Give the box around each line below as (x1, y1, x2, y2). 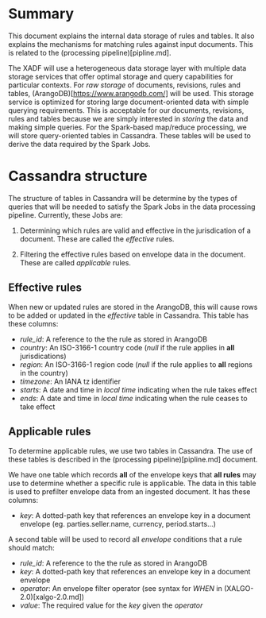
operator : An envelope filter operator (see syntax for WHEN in (19, 583, 222, 593)
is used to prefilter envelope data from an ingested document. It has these (8, 486, 251, 496)
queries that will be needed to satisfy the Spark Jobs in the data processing (8, 202, 256, 211)
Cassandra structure (8, 168, 148, 185)
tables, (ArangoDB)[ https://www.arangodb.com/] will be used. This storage (8, 88, 254, 98)
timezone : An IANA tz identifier (19, 377, 121, 386)
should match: (8, 543, 56, 552)
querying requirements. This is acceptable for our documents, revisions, (8, 105, 245, 115)
